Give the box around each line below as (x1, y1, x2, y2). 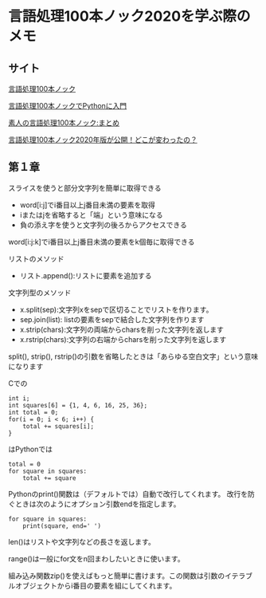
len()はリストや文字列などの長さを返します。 (8, 537, 155, 546)
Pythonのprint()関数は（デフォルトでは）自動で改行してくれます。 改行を (8, 489, 248, 498)
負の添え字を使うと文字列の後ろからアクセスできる (19, 220, 187, 230)
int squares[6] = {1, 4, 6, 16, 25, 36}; (8, 401, 148, 409)
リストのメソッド (8, 254, 65, 263)
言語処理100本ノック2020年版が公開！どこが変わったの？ (8, 135, 198, 144)
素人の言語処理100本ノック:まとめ (8, 118, 120, 128)
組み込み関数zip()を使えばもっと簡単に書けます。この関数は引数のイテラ (8, 571, 246, 580)
